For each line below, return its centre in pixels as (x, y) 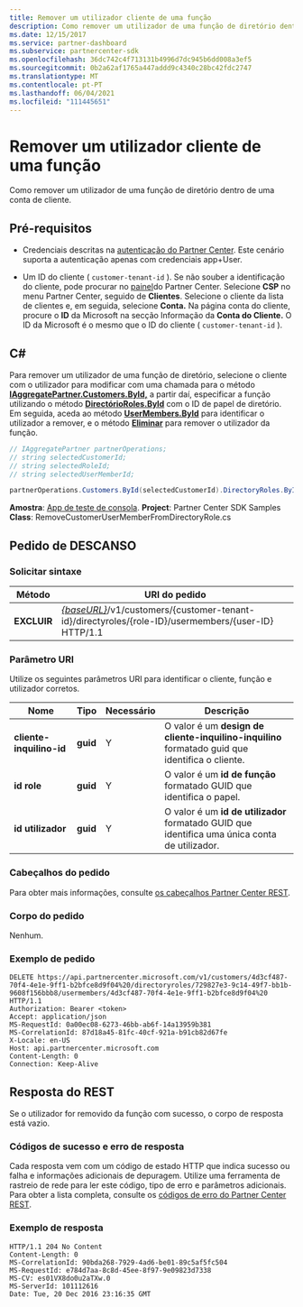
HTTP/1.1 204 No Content (56, 1247)
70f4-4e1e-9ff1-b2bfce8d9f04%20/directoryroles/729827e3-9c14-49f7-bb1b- (151, 985)
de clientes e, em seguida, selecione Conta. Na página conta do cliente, (156, 306)
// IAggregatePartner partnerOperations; (88, 449)
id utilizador (40, 829)
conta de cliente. (41, 200)
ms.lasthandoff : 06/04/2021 (62, 93)
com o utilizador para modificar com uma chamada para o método (132, 384)
